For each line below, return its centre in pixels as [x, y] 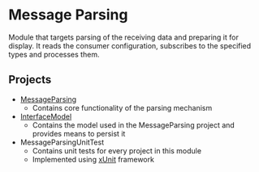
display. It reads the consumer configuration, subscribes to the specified [130, 45]
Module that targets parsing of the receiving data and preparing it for [124, 37]
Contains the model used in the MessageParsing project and [134, 125]
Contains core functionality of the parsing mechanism [122, 107]
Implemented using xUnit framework [93, 159]
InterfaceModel [46, 116]
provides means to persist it [79, 133]
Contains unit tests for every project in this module [117, 150]
